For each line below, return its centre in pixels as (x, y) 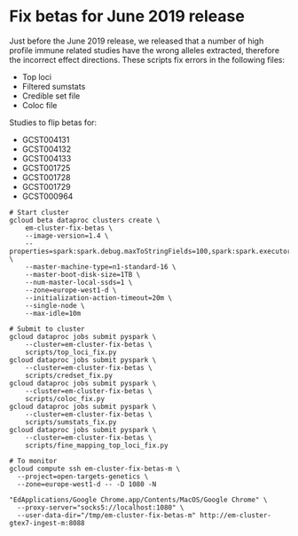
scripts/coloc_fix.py (65, 398)
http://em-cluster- (235, 515)
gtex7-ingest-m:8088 (47, 523)
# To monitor (33, 461)
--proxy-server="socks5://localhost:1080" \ (101, 508)
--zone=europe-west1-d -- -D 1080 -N (87, 484)
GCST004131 (46, 139)
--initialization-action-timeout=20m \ (99, 298)
